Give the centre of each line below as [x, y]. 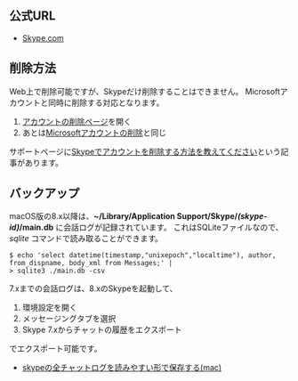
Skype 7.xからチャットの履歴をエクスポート [102, 330]
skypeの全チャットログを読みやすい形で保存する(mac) [122, 368]
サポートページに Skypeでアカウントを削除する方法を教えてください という [145, 151]
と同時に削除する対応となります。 [102, 102]
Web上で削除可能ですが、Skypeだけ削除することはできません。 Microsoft [145, 91]
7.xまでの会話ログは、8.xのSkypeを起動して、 [93, 288]
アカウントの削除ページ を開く [77, 121]
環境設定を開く [49, 308]
